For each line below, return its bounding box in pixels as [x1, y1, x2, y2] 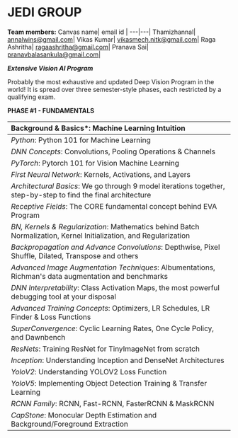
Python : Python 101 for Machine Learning [11, 135, 151, 145]
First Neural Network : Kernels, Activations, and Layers [11, 169, 191, 179]
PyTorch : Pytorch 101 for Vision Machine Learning [11, 158, 179, 168]
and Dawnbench [11, 332, 66, 342]
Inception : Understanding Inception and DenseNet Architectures [11, 355, 225, 365]
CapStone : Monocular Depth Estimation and [11, 410, 157, 420]
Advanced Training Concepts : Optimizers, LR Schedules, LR [11, 303, 210, 313]
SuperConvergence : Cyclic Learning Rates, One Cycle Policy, [11, 323, 215, 333]
